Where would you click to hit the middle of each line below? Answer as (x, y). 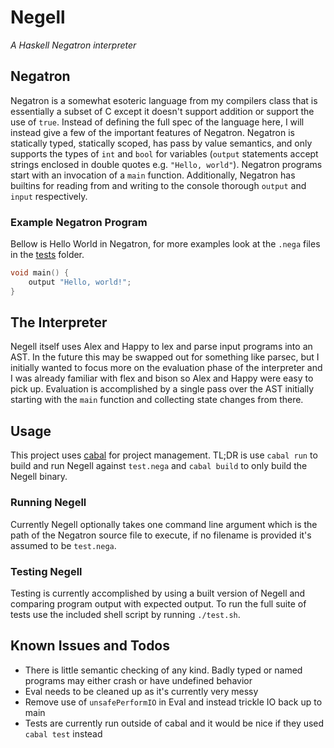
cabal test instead (63, 733)
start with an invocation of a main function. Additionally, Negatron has (153, 175)
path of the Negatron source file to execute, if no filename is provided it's (161, 535)
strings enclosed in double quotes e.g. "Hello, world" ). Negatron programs (166, 164)
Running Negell (48, 503)
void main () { (40, 273)
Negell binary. (39, 477)
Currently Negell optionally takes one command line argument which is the (164, 524)
